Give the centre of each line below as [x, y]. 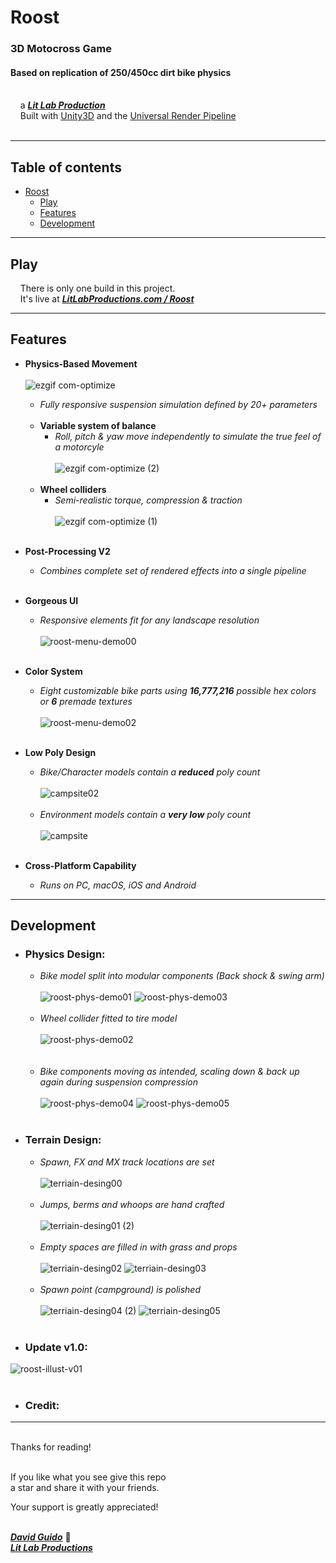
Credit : [42, 1405]
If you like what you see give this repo [88, 1477]
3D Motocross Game [61, 49]
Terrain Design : [63, 1140]
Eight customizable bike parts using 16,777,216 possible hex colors [178, 690]
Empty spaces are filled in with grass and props [138, 1247]
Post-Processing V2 [67, 551]
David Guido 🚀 [41, 1537]
